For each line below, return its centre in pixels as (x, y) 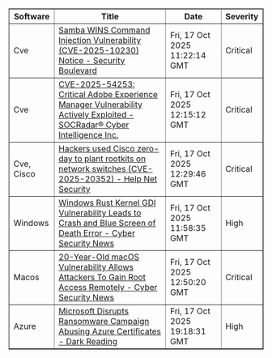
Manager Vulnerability (101, 104)
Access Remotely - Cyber (108, 287)
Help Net (140, 179)
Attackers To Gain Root (102, 277)
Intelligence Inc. (89, 135)
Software (32, 17)
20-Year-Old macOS (99, 257)
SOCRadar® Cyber (94, 125)
